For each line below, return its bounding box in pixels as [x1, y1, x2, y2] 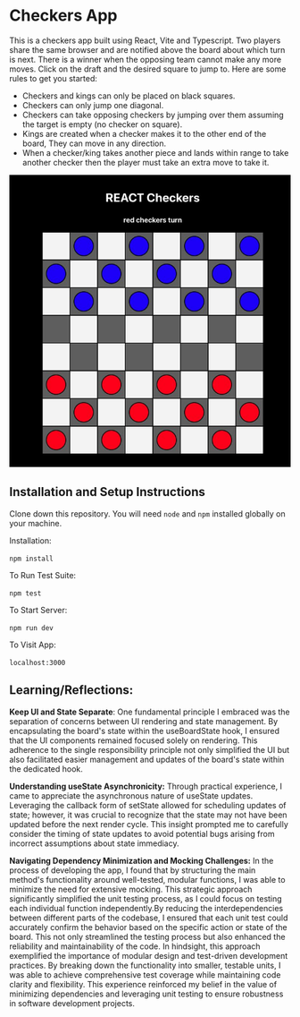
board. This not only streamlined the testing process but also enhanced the [9, 931, 286, 942]
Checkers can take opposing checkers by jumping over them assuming [21, 109, 284, 120]
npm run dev [9, 623, 54, 632]
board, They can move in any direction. [21, 138, 167, 149]
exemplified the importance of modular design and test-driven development [9, 950, 288, 961]
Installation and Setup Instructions [9, 484, 205, 500]
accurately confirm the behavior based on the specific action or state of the [9, 921, 287, 932]
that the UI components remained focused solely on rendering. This [9, 735, 258, 746]
